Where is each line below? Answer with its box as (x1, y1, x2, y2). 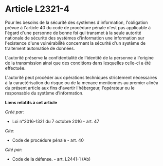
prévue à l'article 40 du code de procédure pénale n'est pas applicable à (5, 24, 151, 30)
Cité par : (5, 147, 23, 152)
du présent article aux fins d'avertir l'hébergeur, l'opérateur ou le (5, 85, 135, 91)
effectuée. (5, 65, 26, 71)
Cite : (5, 128, 15, 133)
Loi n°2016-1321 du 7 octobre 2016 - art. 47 (12, 118, 100, 124)
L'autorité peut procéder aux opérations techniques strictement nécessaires (5, 74, 157, 80)
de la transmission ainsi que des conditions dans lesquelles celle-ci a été (5, 60, 151, 66)
